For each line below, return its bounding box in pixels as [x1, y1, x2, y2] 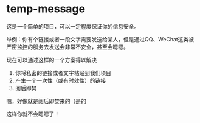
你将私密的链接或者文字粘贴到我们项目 [15, 69, 111, 76]
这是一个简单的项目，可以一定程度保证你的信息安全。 [6, 23, 140, 30]
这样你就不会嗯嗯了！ [6, 110, 60, 118]
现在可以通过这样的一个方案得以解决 [6, 56, 97, 63]
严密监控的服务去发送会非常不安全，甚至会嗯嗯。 [6, 43, 129, 51]
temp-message [6, 2, 86, 16]
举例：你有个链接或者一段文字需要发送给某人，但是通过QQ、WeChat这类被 [6, 35, 195, 43]
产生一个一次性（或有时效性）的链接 [15, 77, 106, 84]
